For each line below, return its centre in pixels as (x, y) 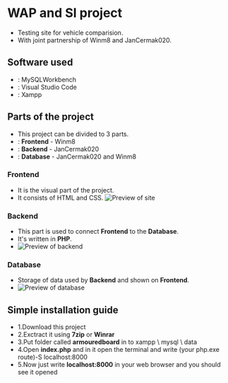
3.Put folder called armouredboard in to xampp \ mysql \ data (107, 342)
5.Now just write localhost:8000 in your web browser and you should (119, 365)
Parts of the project (50, 117)
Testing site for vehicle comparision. (70, 33)
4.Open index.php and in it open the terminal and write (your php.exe (119, 350)
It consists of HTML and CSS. (60, 198)
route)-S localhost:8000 (53, 357)
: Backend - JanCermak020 (58, 149)
